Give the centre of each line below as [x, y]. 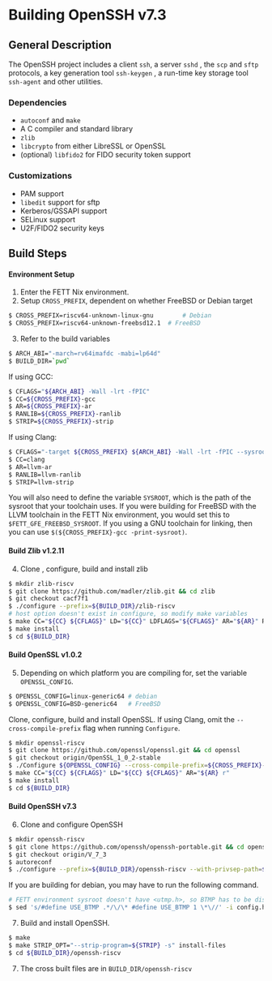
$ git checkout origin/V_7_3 [57, 854]
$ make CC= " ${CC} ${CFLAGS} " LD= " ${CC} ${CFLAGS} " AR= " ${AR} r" [119, 773]
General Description [60, 45]
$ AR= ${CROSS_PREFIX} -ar [50, 407]
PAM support [42, 193]
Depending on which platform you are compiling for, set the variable [134, 673]
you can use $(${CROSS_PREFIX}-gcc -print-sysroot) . [98, 532]
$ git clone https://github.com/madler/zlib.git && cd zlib [112, 591]
